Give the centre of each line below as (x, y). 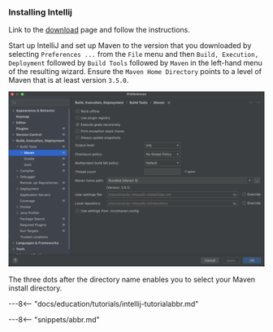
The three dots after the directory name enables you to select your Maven (132, 279)
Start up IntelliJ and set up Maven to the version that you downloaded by (130, 46)
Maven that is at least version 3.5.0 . (69, 81)
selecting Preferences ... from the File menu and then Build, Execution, (134, 55)
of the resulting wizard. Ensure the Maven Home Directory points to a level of (135, 72)
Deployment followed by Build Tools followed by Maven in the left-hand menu (135, 63)
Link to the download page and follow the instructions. (100, 30)
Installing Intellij (41, 12)
